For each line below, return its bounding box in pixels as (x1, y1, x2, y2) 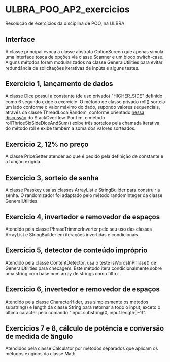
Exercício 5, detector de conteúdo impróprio (5, 246, 148, 255)
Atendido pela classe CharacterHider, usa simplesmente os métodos (5, 299, 149, 305)
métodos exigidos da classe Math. (5, 351, 77, 357)
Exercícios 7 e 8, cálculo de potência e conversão (5, 324, 164, 333)
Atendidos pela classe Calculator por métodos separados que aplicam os (5, 345, 158, 351)
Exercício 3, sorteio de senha (5, 174, 99, 182)
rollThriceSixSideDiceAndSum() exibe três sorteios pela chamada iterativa (5, 120, 160, 126)
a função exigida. (5, 159, 42, 165)
